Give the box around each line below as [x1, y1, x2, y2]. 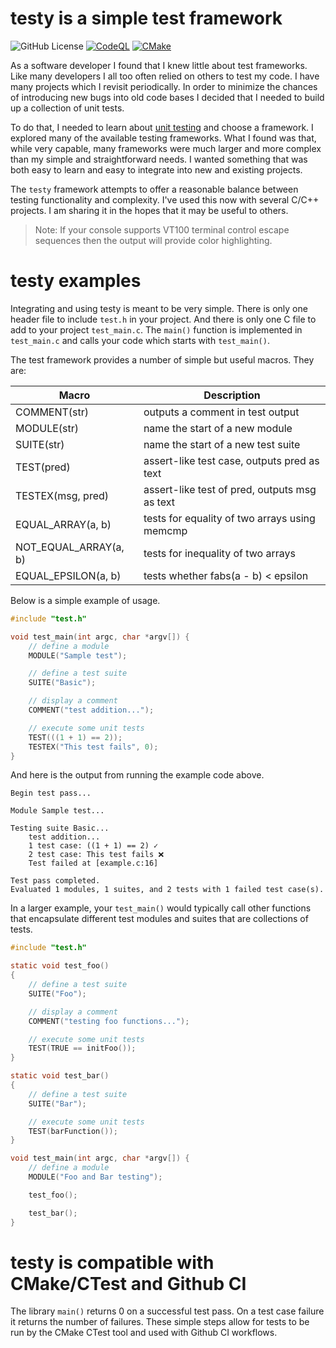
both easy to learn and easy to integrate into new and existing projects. [10, 163, 303, 176]
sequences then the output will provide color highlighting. [34, 234, 273, 246]
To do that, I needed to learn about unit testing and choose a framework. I [10, 121, 314, 133]
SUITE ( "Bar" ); [28, 1098, 87, 1109]
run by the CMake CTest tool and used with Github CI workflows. [10, 1327, 278, 1339]
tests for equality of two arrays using [143, 511, 316, 525]
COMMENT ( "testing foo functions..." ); [28, 1016, 190, 1026]
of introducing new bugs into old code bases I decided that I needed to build [10, 91, 325, 103]
